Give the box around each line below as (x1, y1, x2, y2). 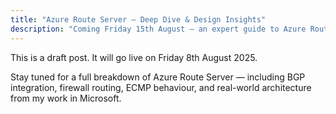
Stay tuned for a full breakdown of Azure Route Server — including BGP (10, 71, 306, 83)
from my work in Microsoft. (10, 92, 122, 104)
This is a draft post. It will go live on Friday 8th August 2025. (10, 51, 258, 63)
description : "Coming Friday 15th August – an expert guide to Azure (10, 24, 307, 34)
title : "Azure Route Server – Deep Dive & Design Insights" (10, 14, 267, 25)
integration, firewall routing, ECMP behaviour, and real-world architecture (10, 81, 312, 93)
